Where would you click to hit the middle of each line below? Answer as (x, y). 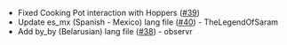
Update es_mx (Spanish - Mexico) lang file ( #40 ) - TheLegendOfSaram (147, 22)
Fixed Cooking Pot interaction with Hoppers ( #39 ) (108, 13)
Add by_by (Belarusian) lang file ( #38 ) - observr (105, 31)
